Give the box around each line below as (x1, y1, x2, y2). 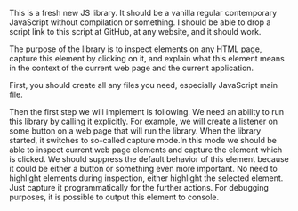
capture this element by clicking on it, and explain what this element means (9, 53, 285, 63)
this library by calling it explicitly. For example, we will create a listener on (9, 116, 278, 126)
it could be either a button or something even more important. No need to (9, 164, 278, 174)
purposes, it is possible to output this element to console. (9, 191, 220, 202)
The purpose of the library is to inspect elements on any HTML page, (9, 44, 262, 54)
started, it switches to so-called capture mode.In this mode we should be (9, 135, 278, 145)
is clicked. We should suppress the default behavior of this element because (9, 154, 289, 164)
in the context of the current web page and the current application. (9, 62, 254, 73)
